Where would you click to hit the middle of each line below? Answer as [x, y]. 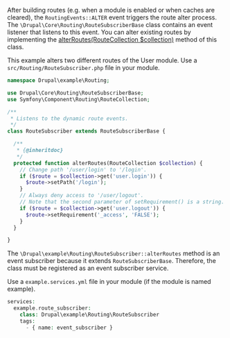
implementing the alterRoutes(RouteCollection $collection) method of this [112, 40]
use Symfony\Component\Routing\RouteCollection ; [79, 99]
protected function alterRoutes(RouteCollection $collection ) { [108, 163]
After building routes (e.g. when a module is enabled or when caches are [111, 10]
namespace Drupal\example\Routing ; [59, 81]
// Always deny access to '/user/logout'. [82, 196]
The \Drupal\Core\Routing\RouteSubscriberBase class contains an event [110, 25]
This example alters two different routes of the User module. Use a [102, 60]
